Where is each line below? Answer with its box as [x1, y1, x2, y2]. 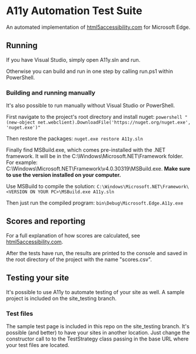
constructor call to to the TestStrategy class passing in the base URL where [6, 335, 189, 342]
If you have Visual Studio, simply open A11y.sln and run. [6, 56, 141, 63]
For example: [6, 159, 38, 166]
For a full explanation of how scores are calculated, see [6, 232, 140, 239]
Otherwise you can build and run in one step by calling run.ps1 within [6, 68, 174, 75]
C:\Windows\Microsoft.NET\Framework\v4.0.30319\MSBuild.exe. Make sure [6, 165, 191, 172]
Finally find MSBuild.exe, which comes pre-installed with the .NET [6, 146, 166, 153]
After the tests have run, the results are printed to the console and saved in [6, 249, 188, 256]
